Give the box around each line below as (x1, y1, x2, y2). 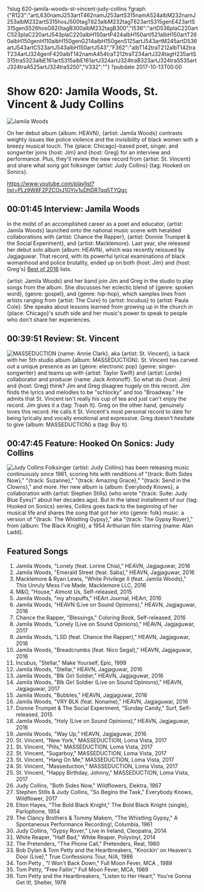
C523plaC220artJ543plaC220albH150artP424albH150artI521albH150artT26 (7, 31, 197, 38)
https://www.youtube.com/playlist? (7, 179, 95, 187)
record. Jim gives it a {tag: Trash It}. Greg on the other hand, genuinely (7, 401, 184, 409)
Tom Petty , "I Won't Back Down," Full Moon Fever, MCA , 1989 (15, 860, 172, 867)
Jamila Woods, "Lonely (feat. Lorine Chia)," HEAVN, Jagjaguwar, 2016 (15, 562, 191, 570)
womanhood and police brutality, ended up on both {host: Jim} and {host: (7, 258, 191, 266)
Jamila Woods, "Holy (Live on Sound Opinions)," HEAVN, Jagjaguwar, (15, 717, 190, 725)
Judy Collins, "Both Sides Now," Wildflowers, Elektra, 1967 (15, 782, 161, 789)
